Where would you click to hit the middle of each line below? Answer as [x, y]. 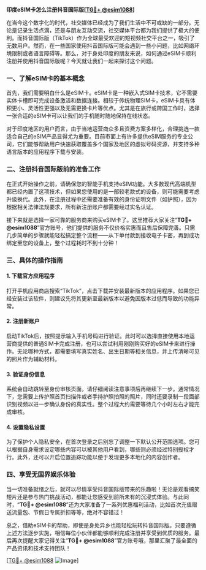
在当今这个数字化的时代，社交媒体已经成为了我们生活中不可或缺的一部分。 [100, 23]
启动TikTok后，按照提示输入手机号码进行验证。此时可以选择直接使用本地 [98, 336]
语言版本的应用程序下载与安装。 [47, 152]
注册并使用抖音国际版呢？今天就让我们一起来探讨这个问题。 [82, 61]
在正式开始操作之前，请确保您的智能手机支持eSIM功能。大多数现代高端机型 [101, 184]
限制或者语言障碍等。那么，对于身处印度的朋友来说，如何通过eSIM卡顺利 [104, 53]
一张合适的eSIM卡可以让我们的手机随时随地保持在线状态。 [80, 116]
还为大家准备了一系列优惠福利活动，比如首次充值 [130, 504]
